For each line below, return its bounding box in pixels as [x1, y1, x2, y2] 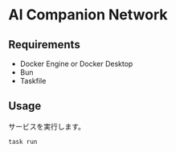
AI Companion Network [8, 6, 168, 24]
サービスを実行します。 [8, 121, 86, 131]
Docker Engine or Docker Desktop [19, 59, 133, 68]
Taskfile [19, 76, 47, 85]
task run [8, 138, 38, 146]
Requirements [8, 38, 80, 51]
